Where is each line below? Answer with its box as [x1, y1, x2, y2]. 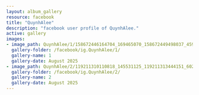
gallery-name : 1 [11, 53, 52, 58]
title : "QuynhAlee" [6, 19, 54, 25]
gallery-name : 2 [11, 74, 52, 80]
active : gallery [6, 31, 46, 37]
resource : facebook [6, 14, 54, 20]
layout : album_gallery [6, 8, 62, 15]
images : [6, 36, 25, 42]
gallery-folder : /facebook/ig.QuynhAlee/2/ [11, 69, 120, 75]
